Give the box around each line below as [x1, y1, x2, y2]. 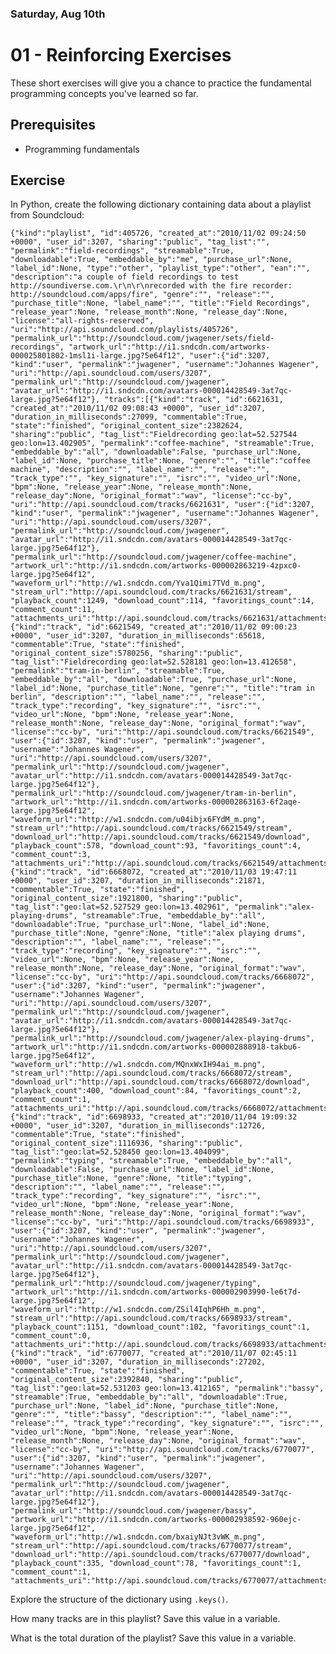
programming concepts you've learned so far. [10, 87, 199, 99]
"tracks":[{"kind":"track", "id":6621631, [104, 395, 284, 405]
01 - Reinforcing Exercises [10, 44, 232, 67]
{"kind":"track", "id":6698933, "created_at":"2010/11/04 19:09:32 [10, 1112, 298, 1122]
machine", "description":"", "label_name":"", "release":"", [10, 465, 271, 475]
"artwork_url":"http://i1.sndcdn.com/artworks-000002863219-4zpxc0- [10, 561, 302, 571]
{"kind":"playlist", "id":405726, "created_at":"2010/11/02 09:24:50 [10, 228, 307, 239]
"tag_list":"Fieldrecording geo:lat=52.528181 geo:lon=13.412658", [10, 657, 298, 667]
